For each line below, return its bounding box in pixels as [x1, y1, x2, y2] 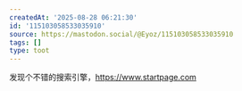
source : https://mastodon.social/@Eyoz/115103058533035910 [9, 29, 234, 38]
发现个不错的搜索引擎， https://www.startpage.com [9, 72, 196, 83]
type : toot [9, 46, 50, 55]
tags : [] [9, 37, 42, 47]
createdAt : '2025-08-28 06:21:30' [9, 12, 138, 22]
